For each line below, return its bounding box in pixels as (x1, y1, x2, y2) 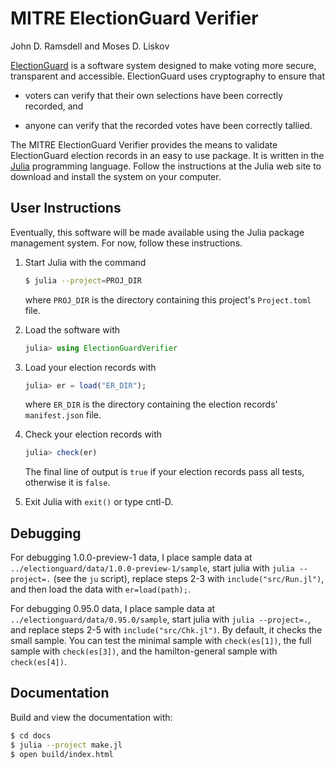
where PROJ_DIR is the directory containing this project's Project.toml (24, 293, 312, 306)
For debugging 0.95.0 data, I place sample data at (10, 603, 216, 615)
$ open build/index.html (10, 749, 114, 759)
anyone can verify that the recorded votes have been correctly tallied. (24, 119, 313, 131)
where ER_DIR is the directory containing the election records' (24, 398, 278, 411)
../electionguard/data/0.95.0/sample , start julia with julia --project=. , (10, 613, 312, 626)
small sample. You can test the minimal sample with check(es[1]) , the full (10, 635, 312, 647)
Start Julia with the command (24, 256, 147, 268)
